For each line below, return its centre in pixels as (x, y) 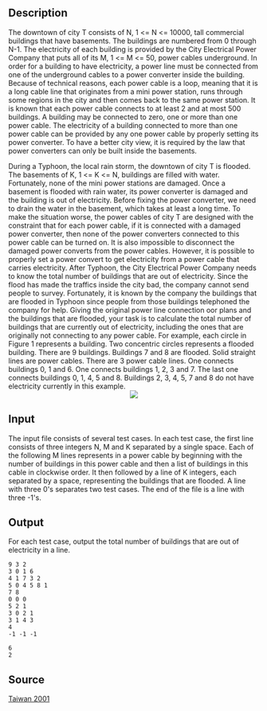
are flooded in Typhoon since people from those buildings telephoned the (129, 301)
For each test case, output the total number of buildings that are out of (124, 541)
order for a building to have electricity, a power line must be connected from (133, 66)
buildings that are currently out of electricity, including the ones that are (126, 326)
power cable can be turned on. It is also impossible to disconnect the (122, 242)
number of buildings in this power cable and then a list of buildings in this (128, 463)
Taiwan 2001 (29, 699)
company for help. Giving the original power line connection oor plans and (130, 310)
